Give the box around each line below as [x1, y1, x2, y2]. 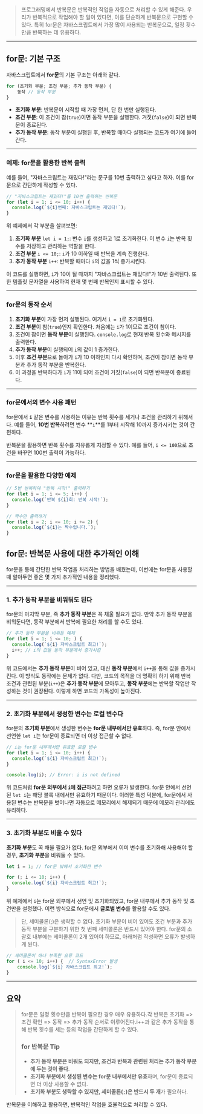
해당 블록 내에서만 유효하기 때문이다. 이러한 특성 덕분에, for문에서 [32, 791, 186, 799]
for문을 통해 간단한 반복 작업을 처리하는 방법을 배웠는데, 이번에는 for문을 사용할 [6, 565, 193, 572]
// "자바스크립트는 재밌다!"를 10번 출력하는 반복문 [6, 193, 118, 200]
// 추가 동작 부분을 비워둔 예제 [6, 630, 76, 636]
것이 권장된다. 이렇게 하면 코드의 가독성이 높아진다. [22, 687, 142, 694]
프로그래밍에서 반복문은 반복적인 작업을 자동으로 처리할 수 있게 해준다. [21, 6, 186, 13]
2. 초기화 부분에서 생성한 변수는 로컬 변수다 [6, 710, 124, 718]
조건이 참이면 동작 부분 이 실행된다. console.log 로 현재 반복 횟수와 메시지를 [14, 331, 192, 338]
